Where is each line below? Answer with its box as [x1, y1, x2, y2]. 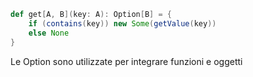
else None [28, 28, 70, 38]
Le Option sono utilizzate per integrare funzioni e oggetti [10, 55, 243, 67]
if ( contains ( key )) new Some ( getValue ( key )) [28, 18, 217, 29]
